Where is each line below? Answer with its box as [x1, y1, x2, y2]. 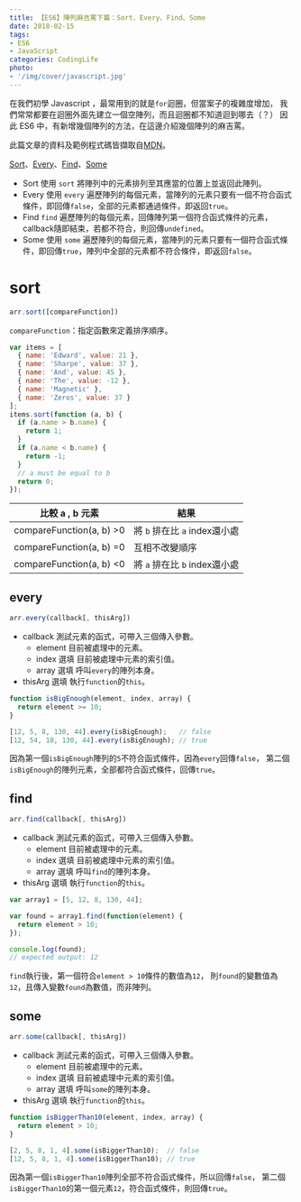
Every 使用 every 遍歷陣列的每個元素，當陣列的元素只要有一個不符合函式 [22, 188, 292, 199]
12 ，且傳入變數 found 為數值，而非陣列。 [9, 982, 157, 993]
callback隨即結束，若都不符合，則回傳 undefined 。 [22, 223, 209, 234]
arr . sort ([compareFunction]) [9, 307, 119, 317]
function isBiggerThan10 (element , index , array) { [9, 1113, 204, 1122]
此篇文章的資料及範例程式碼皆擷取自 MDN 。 [9, 139, 171, 150]
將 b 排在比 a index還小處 [133, 525, 240, 537]
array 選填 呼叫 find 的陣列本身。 [35, 867, 156, 877]
